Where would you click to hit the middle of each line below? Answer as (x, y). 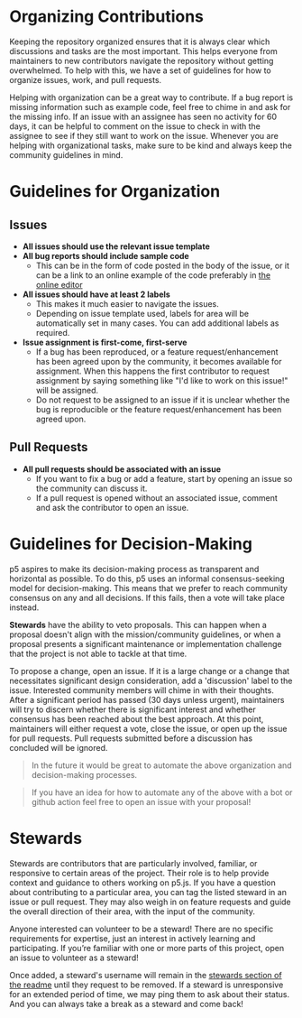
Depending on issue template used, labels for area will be (142, 313)
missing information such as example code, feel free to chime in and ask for (150, 106)
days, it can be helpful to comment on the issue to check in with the (135, 126)
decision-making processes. (84, 774)
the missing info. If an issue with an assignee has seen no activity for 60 (143, 116)
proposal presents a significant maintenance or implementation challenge (146, 643)
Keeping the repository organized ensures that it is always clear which (140, 42)
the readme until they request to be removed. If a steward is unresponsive (146, 985)
